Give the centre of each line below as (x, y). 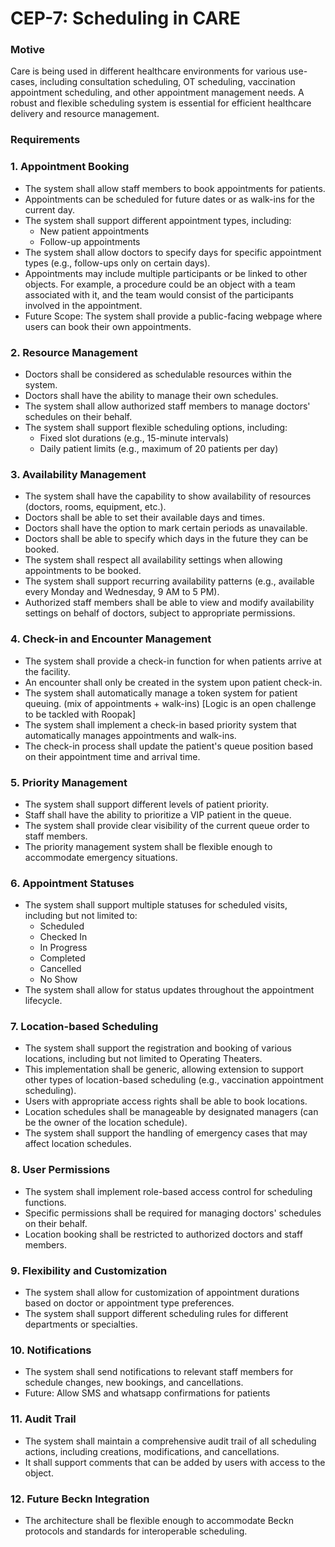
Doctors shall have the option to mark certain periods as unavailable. (166, 528)
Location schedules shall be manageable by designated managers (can (171, 1112)
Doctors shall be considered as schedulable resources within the (158, 374)
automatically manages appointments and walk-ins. (130, 735)
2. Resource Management (74, 352)
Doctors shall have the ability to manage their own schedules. (151, 395)
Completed (62, 958)
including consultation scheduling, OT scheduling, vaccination (167, 82)
